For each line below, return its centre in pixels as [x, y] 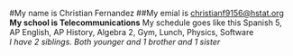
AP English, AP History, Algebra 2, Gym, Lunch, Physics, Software [132, 32]
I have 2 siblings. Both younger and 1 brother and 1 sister [115, 42]
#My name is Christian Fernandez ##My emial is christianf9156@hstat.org [146, 13]
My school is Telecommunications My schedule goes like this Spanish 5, [146, 23]
